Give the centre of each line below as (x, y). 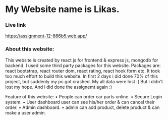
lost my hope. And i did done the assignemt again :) (59, 87)
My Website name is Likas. (62, 9)
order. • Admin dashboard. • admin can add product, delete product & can (82, 107)
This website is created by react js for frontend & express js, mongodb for (82, 60)
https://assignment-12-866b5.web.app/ (46, 36)
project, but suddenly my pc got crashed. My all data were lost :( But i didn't (84, 81)
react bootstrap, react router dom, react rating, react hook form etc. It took (83, 71)
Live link (16, 25)
